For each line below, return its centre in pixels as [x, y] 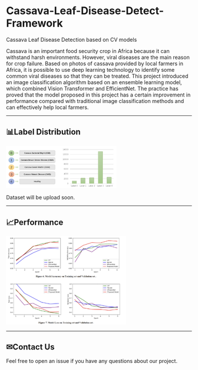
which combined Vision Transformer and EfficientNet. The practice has [92, 88]
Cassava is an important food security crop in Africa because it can [88, 51]
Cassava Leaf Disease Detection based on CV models [72, 39]
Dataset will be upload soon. [41, 198]
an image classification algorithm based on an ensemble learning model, [94, 82]
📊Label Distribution [43, 132]
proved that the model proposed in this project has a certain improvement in [98, 95]
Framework [34, 23]
